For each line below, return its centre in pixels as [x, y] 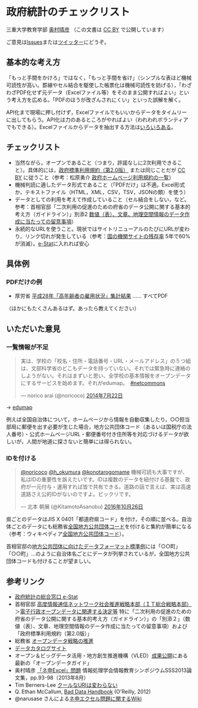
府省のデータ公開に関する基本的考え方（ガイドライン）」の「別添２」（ [100, 619]
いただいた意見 [33, 329]
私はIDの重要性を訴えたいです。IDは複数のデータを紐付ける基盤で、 [103, 480]
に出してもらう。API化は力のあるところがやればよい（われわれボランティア [97, 119]
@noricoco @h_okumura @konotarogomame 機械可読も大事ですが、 [104, 472]
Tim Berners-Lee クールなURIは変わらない [66, 685]
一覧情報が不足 [27, 347]
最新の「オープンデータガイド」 [53, 663]
